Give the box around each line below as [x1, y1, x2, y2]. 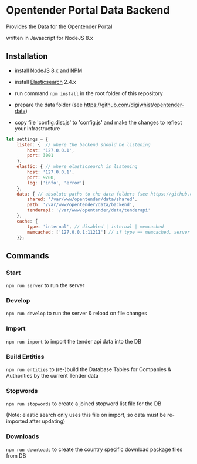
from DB [6, 452, 26, 459]
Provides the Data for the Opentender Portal [6, 23, 113, 30]
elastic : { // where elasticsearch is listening [16, 164, 138, 170]
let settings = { [6, 136, 49, 142]
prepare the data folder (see [14, 101, 83, 108]
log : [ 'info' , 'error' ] [27, 180, 85, 186]
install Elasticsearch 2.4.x [14, 78, 76, 85]
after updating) [29, 418, 66, 425]
